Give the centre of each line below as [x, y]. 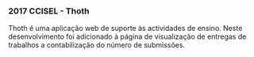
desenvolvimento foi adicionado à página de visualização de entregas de [127, 36]
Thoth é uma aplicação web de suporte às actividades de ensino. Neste [125, 28]
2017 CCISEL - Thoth [49, 11]
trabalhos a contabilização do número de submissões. [96, 45]
